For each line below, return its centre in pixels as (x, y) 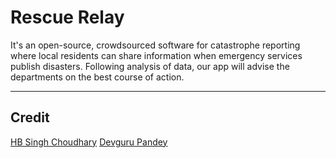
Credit (30, 117)
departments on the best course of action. (97, 77)
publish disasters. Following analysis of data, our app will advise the (150, 66)
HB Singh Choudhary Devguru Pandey (89, 142)
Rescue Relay (67, 17)
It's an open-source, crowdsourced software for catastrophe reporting (155, 45)
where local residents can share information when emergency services (156, 55)
